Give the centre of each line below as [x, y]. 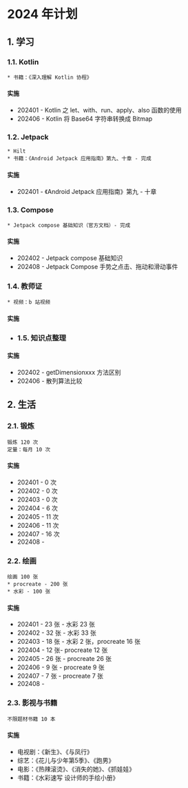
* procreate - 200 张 [38, 584]
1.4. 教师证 [25, 286]
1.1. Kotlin [23, 61]
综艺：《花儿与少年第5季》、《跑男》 [66, 760]
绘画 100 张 [23, 577]
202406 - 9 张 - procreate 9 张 [61, 667]
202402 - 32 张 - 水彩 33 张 [56, 633]
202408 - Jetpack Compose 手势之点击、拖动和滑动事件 [97, 267]
